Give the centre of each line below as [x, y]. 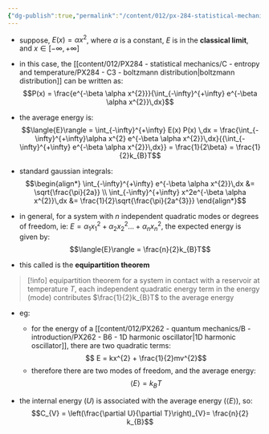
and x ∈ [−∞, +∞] [49, 48]
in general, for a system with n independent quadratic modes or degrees [139, 217]
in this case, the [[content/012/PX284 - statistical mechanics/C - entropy [139, 64]
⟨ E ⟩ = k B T [146, 384]
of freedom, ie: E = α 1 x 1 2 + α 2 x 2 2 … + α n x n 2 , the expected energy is [130, 226]
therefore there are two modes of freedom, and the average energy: [143, 371]
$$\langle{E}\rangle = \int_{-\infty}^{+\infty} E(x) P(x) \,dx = [120, 130]
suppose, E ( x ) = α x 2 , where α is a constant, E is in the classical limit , [134, 39]
